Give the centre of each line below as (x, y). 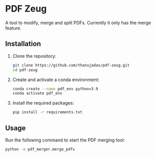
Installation (23, 44)
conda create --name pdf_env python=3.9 (55, 89)
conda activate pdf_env (37, 94)
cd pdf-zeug (25, 70)
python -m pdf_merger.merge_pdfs (40, 149)
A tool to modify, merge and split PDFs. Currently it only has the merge (78, 23)
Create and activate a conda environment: (56, 80)
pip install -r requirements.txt (47, 112)
